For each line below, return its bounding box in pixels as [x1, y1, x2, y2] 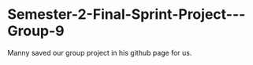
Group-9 [7, 22, 65, 40]
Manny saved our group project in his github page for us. [7, 48, 192, 57]
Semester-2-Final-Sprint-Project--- [7, 5, 246, 23]
